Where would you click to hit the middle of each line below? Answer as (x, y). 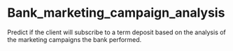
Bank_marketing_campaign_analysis (116, 13)
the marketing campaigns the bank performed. (75, 39)
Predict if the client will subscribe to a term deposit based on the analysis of (116, 32)
